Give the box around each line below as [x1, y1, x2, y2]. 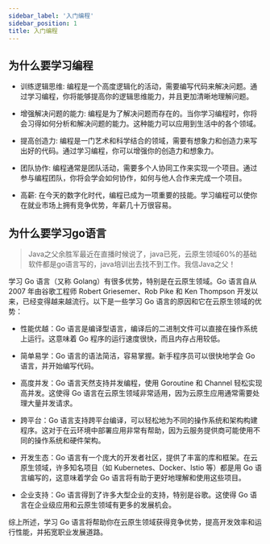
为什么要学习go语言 [8, 226, 107, 240]
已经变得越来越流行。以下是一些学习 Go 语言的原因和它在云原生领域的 [22, 297, 255, 306]
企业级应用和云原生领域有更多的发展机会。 [34, 500, 176, 509]
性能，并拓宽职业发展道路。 [15, 527, 107, 537]
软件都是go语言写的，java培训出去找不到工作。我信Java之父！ [27, 260, 236, 268]
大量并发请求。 [27, 398, 77, 408]
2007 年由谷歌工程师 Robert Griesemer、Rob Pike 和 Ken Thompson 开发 [8, 287, 251, 296]
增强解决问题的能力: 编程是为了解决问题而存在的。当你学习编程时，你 [19, 109, 251, 118]
